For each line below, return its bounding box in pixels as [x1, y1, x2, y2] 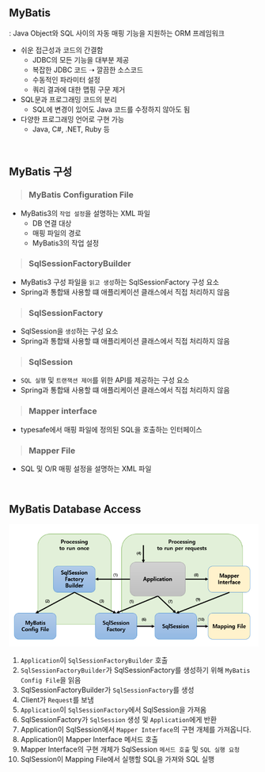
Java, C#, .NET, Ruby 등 [32, 124, 110, 134]
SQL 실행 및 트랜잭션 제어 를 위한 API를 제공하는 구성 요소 [20, 375, 190, 385]
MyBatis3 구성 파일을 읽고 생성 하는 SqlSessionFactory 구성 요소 [20, 277, 220, 287]
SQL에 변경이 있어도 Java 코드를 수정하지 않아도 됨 [32, 105, 191, 114]
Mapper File [28, 445, 76, 456]
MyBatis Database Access [9, 503, 142, 516]
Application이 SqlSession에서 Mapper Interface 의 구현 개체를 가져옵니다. [20, 724, 252, 734]
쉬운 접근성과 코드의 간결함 [20, 45, 104, 55]
